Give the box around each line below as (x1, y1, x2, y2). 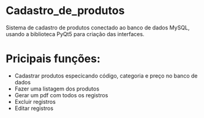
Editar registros (14, 105, 53, 112)
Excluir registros (14, 98, 56, 105)
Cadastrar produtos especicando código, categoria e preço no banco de (14, 72, 198, 79)
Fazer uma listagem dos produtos (14, 85, 99, 92)
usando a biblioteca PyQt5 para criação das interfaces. (6, 30, 145, 37)
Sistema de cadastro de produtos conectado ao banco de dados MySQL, (6, 24, 190, 31)
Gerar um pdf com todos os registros (14, 91, 108, 98)
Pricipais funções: (6, 52, 100, 66)
